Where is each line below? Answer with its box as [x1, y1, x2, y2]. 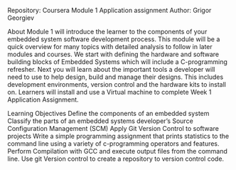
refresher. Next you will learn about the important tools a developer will [7, 65, 215, 73]
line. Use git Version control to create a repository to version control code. [7, 154, 225, 163]
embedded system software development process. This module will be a [7, 35, 220, 43]
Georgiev [7, 14, 34, 22]
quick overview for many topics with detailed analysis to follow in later [7, 43, 213, 51]
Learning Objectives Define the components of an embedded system [7, 110, 210, 117]
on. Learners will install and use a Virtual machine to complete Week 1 [7, 88, 212, 96]
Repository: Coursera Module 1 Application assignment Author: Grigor [7, 6, 212, 14]
